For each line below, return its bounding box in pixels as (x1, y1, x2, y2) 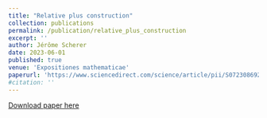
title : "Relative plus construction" (8, 11, 133, 20)
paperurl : (8, 71, 41, 79)
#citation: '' (8, 78, 56, 86)
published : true (8, 57, 62, 65)
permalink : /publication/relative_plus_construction (8, 26, 187, 34)
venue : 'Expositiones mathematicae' (8, 64, 130, 72)
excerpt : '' (8, 33, 48, 42)
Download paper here (8, 100, 79, 110)
